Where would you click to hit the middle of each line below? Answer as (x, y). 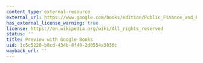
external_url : (24, 17)
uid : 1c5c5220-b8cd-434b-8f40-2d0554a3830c (62, 46)
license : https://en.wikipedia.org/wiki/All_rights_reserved (85, 28)
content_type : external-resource (48, 12)
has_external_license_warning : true (52, 23)
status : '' (20, 34)
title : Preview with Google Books (50, 40)
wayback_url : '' (27, 51)
